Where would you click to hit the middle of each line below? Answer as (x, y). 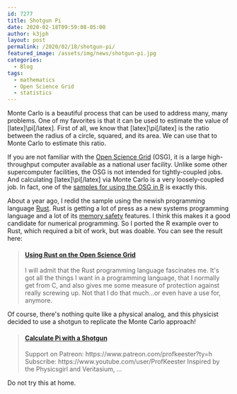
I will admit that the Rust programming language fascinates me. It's (122, 271)
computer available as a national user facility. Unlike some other (134, 164)
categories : (25, 60)
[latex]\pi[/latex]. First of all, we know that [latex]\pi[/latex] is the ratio (108, 128)
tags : (15, 73)
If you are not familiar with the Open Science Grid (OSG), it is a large (107, 157)
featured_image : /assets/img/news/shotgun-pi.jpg (82, 54)
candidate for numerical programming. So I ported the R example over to (113, 223)
